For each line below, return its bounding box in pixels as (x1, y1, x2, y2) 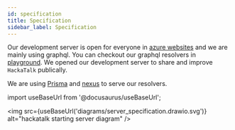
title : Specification (7, 17, 72, 24)
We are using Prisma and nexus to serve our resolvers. (7, 80, 168, 88)
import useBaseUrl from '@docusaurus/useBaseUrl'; (7, 93, 161, 102)
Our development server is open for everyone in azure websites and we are (7, 43, 229, 52)
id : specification (7, 10, 62, 18)
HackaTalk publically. (7, 65, 67, 75)
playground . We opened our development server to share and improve (7, 58, 213, 67)
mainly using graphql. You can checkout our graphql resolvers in (7, 50, 197, 59)
